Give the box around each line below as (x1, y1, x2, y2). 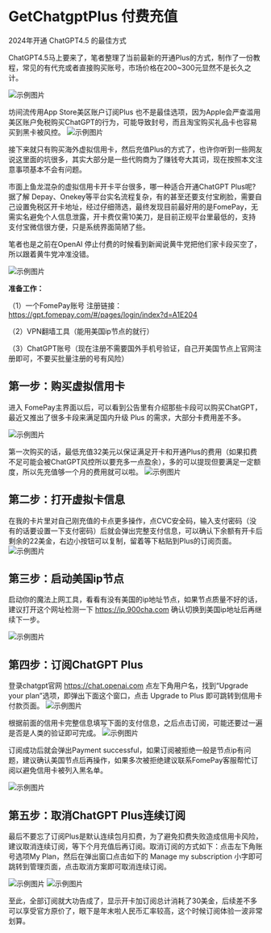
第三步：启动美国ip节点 (8, 572, 124, 585)
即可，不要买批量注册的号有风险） (15, 353, 129, 363)
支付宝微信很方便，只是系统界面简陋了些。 (8, 222, 150, 231)
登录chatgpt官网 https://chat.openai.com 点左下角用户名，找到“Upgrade (8, 681, 248, 690)
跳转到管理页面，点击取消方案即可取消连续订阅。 (8, 862, 171, 871)
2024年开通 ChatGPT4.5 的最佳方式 (8, 35, 127, 45)
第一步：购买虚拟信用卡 (8, 380, 125, 394)
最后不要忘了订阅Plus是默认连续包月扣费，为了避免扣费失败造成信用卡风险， (8, 831, 263, 841)
